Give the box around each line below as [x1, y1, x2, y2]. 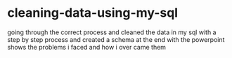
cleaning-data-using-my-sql [7, 5, 178, 21]
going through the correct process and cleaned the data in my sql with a [7, 28, 217, 36]
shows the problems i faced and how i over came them [7, 43, 167, 51]
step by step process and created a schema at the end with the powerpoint [7, 35, 225, 43]
